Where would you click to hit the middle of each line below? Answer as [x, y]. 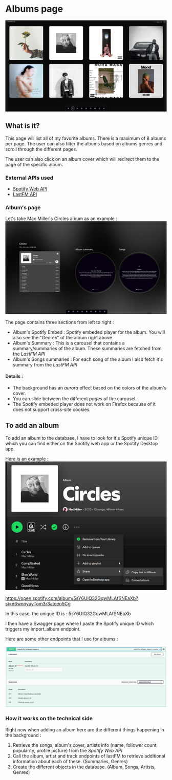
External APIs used [29, 178]
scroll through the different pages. [41, 149]
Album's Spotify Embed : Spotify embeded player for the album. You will [89, 332]
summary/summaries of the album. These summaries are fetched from [87, 348]
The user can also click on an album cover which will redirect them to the [82, 159]
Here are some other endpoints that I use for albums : [62, 639]
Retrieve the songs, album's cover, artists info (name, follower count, [85, 745]
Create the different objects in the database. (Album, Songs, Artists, [84, 767]
